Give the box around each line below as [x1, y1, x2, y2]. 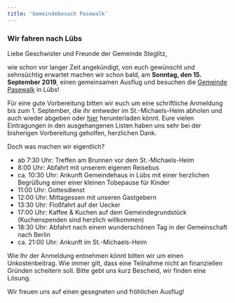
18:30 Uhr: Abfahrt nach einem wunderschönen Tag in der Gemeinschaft [17, 222, 228, 231]
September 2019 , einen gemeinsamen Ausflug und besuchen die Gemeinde [7, 78, 228, 86]
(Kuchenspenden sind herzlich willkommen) [17, 215, 145, 224]
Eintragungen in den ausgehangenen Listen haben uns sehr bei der [7, 121, 202, 130]
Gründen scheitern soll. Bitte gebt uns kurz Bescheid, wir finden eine [7, 266, 206, 274]
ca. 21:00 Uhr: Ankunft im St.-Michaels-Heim [17, 238, 147, 246]
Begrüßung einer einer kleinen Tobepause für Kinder [17, 178, 170, 187]
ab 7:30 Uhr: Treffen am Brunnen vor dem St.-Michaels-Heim [17, 156, 194, 164]
